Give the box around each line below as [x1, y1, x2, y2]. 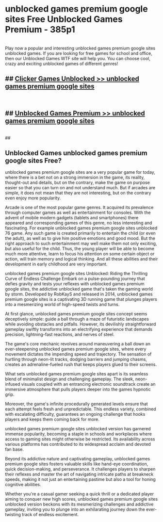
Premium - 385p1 [5, 24, 75, 35]
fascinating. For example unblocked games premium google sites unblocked [5, 225, 158, 231]
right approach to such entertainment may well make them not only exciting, [5, 241, 157, 246]
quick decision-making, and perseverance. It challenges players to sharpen [5, 466, 156, 472]
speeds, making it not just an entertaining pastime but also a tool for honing [5, 476, 156, 482]
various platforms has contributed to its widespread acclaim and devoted [5, 441, 151, 447]
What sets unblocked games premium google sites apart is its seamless [5, 371, 148, 377]
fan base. [5, 446, 24, 452]
